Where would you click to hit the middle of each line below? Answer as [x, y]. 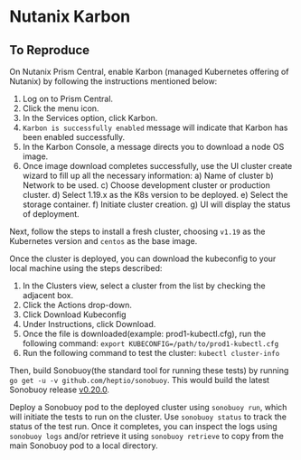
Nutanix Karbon [70, 17]
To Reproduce [50, 50]
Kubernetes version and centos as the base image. [103, 241]
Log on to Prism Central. [68, 99]
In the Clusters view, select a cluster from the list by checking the [144, 286]
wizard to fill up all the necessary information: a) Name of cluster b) [148, 175]
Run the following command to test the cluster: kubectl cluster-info [151, 353]
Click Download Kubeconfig [74, 314]
